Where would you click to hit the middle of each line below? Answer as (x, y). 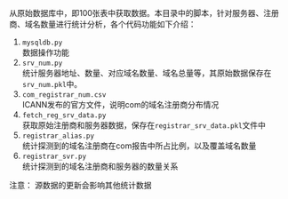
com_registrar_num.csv (64, 95)
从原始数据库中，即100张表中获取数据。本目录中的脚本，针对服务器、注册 (144, 13)
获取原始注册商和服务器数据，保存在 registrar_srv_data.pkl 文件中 (144, 125)
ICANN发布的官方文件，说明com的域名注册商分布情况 (120, 104)
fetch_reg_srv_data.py (64, 115)
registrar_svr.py (54, 156)
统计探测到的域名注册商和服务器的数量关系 (100, 166)
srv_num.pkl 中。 (52, 84)
